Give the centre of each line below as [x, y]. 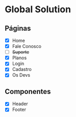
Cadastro [22, 69]
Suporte [21, 52]
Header [20, 104]
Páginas [18, 28]
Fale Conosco [27, 46]
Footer [19, 110]
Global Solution [38, 9]
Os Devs [21, 75]
